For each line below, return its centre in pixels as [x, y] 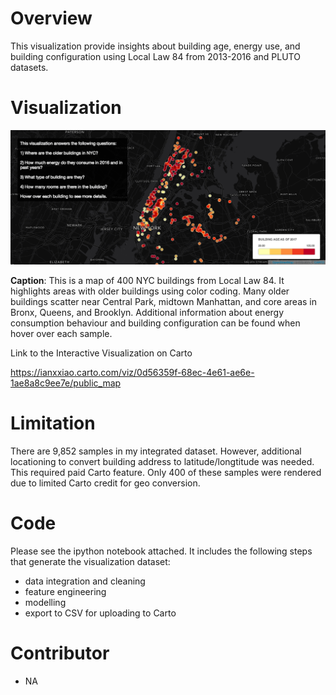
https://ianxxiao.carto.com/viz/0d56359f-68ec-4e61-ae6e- [132, 372]
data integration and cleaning [85, 581]
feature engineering [65, 591]
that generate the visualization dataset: [90, 561]
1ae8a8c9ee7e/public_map [66, 383]
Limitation [53, 423]
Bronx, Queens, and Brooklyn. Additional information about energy [147, 312]
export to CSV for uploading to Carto [100, 613]
